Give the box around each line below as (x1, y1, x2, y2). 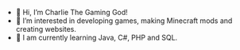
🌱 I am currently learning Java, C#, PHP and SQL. (15, 33, 178, 42)
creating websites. (15, 25, 77, 33)
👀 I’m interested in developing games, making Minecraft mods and (15, 16, 233, 25)
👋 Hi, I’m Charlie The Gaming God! (15, 8, 129, 17)
